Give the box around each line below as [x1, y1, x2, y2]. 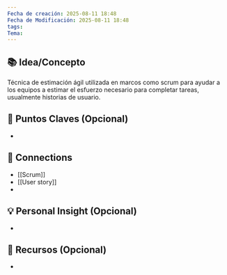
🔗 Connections [7, 152, 73, 164]
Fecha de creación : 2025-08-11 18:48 [7, 10, 117, 17]
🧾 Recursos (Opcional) [7, 244, 107, 256]
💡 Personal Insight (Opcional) [7, 205, 137, 217]
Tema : [7, 29, 23, 37]
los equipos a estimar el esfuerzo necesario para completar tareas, [7, 86, 200, 94]
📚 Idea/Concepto [7, 56, 86, 68]
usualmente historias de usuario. [7, 93, 101, 102]
